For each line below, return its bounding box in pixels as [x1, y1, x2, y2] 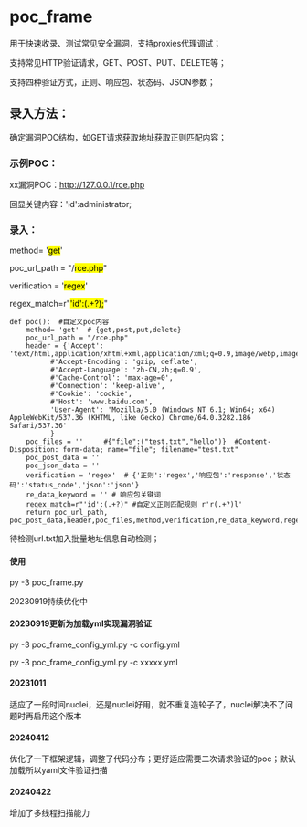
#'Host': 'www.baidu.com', [49, 397, 153, 407]
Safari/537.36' [9, 422, 68, 431]
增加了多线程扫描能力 [9, 808, 90, 819]
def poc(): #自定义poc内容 [9, 318, 110, 327]
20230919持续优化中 [9, 595, 89, 606]
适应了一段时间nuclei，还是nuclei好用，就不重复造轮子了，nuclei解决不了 [9, 698, 286, 709]
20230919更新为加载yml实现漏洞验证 [9, 618, 153, 629]
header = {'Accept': [26, 341, 104, 351]
